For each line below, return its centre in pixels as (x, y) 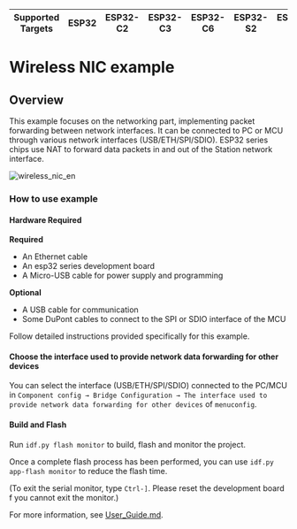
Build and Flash (38, 425)
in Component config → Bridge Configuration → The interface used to (138, 395)
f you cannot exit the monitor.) (64, 497)
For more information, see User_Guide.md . (86, 514)
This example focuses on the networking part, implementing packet (132, 121)
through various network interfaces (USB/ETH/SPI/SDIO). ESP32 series (139, 140)
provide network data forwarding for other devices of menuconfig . (133, 404)
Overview (37, 100)
